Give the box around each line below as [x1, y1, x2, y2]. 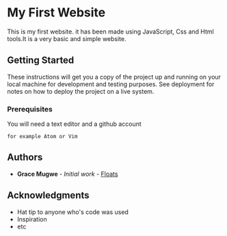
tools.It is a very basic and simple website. [7, 34, 126, 42]
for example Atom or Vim [7, 133, 78, 140]
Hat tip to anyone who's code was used [16, 207, 129, 216]
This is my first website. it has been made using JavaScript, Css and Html [7, 27, 214, 36]
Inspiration [16, 215, 47, 223]
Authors [7, 152, 43, 163]
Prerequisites [7, 104, 53, 114]
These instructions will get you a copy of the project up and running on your [7, 73, 221, 81]
